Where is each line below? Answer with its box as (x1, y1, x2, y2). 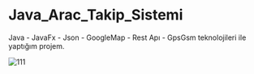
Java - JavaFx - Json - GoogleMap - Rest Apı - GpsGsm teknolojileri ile (8, 33, 247, 42)
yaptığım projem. (8, 41, 65, 50)
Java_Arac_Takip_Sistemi (8, 6, 183, 24)
